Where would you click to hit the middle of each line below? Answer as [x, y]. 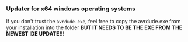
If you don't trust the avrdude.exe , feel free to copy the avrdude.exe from [93, 22]
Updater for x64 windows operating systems [71, 9]
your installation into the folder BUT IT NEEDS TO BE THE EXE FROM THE [94, 27]
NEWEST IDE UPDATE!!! [35, 34]
